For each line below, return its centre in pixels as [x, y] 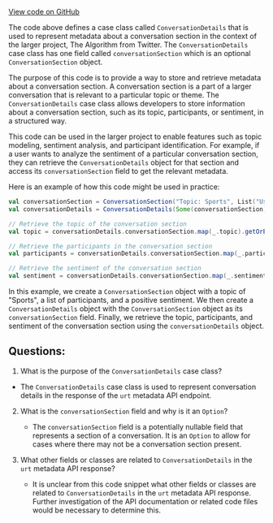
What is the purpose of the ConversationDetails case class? [121, 371]
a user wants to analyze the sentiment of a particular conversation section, [133, 154]
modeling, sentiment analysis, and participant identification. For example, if [134, 145]
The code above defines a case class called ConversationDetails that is [129, 27]
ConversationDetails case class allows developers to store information [127, 104]
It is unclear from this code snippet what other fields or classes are [144, 484]
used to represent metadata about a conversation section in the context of [133, 36]
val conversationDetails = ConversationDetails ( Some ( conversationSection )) [139, 209]
